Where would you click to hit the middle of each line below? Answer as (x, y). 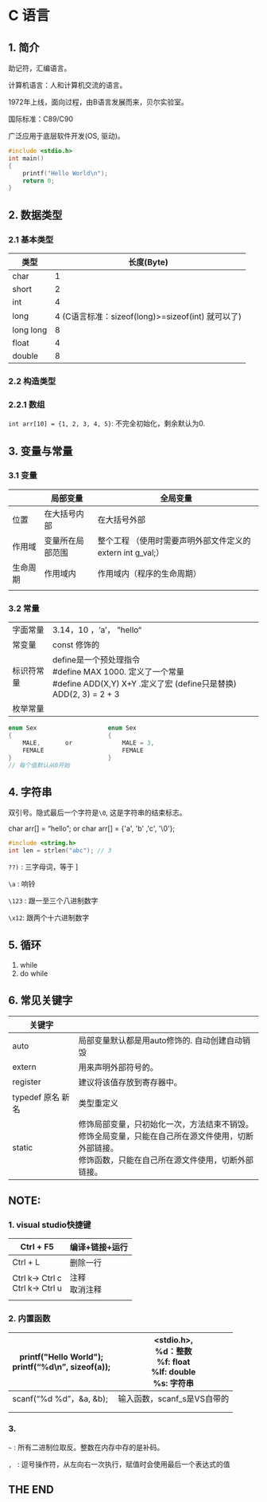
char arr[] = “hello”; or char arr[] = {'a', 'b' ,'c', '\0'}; (92, 828)
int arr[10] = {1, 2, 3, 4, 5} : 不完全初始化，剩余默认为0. (107, 423)
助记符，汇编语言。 (40, 68)
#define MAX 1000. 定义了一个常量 (118, 672)
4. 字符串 (30, 792)
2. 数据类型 (35, 215)
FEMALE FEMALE (83, 750)
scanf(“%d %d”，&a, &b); (60, 1398)
